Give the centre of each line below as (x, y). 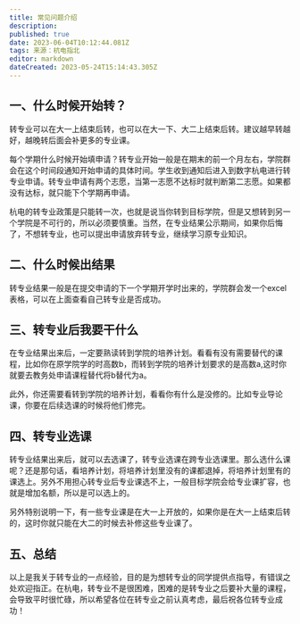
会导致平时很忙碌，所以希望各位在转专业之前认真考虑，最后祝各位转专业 (142, 599)
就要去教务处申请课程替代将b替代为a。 (80, 375)
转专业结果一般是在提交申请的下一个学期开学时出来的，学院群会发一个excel (148, 287)
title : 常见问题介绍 (43, 17)
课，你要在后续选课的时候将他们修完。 (79, 405)
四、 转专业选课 (50, 436)
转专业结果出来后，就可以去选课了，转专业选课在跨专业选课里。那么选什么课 (150, 460)
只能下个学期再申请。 (95, 192)
